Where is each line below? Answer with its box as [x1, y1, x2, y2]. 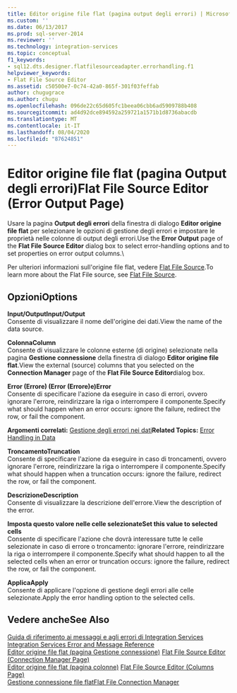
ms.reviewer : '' [7, 37, 55, 44]
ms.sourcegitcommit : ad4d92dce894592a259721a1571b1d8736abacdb [7, 109, 197, 116]
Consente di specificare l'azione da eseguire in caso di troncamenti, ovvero [7, 455, 227, 463]
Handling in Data [7, 433, 56, 442]
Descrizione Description [7, 491, 79, 499]
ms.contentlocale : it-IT [7, 122, 80, 129]
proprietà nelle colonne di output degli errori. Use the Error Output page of [7, 234, 224, 243]
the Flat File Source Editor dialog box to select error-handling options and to [7, 242, 230, 250]
